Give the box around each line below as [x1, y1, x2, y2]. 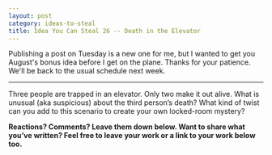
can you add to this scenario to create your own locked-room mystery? [8, 107, 245, 116]
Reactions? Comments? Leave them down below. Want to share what [8, 122, 245, 132]
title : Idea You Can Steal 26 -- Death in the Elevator [8, 27, 201, 35]
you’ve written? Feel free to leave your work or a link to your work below [8, 131, 257, 140]
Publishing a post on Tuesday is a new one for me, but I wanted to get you [8, 49, 256, 59]
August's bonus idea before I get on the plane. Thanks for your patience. [8, 57, 251, 67]
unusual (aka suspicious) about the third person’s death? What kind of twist [8, 98, 260, 107]
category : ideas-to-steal [8, 19, 96, 27]
